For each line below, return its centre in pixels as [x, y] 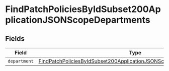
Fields [15, 39]
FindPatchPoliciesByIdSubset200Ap [83, 9]
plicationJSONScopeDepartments [78, 20]
